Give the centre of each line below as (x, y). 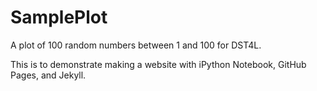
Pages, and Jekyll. (48, 75)
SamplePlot (59, 17)
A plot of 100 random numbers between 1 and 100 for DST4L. (136, 45)
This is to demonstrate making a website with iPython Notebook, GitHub (158, 64)
